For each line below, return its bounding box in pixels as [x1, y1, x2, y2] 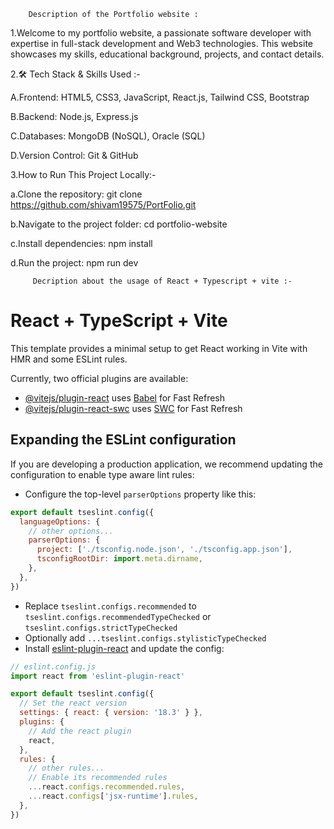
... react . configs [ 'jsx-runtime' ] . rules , [28, 791, 199, 801]
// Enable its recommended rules [28, 773, 168, 783]
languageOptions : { [19, 516, 101, 527]
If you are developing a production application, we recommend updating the [10, 458, 323, 470]
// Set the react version [19, 698, 128, 709]
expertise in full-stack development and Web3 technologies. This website [10, 38, 313, 49]
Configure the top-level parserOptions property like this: [24, 488, 257, 500]
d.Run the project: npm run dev [10, 257, 139, 269]
